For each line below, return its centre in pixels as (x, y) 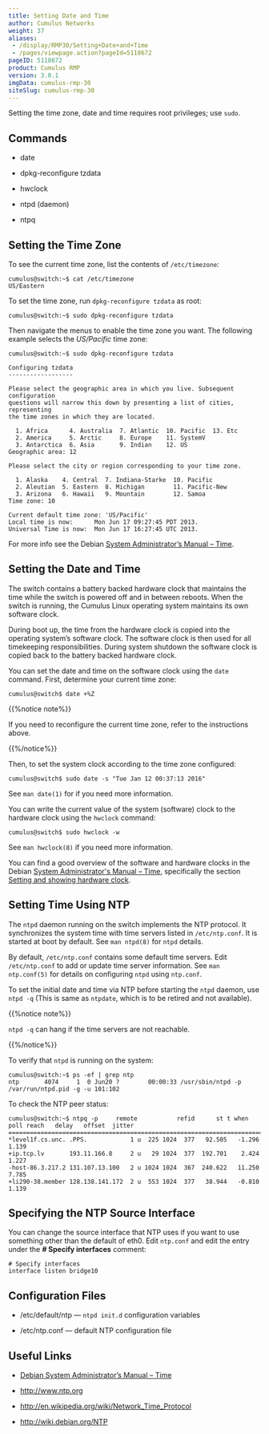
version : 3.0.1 (34, 75)
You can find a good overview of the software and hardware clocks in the (129, 862)
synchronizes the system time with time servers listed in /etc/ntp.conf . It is (133, 933)
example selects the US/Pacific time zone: (78, 339)
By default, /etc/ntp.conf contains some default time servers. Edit (118, 957)
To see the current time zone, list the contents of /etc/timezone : (114, 264)
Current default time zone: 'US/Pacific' (78, 515)
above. (20, 733)
